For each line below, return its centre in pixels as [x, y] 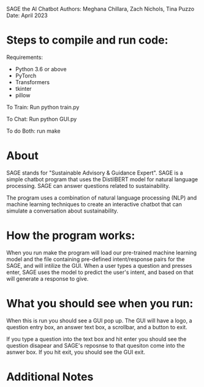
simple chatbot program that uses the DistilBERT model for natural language [102, 179]
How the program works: [71, 236]
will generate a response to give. [47, 278]
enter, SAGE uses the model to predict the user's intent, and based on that [100, 272]
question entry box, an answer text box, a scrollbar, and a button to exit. [97, 327]
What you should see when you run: [100, 303]
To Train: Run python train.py [43, 107]
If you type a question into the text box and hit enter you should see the [96, 339]
